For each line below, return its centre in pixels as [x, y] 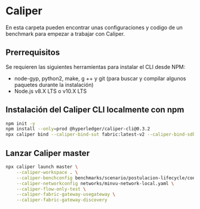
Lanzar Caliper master [48, 153]
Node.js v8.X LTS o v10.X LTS [50, 91]
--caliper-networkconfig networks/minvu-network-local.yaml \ [95, 183]
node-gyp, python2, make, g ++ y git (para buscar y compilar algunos [100, 78]
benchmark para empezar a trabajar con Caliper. [65, 33]
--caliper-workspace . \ [47, 172]
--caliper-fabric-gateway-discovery [62, 200]
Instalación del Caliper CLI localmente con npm [95, 110]
